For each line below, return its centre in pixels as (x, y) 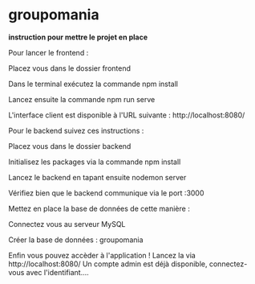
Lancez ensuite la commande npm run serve (82, 99)
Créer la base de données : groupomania (76, 240)
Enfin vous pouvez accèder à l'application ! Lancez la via (102, 255)
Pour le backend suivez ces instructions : (76, 130)
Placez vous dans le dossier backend (70, 146)
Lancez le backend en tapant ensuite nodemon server (97, 177)
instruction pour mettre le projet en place (78, 37)
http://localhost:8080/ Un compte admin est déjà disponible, (108, 264)
